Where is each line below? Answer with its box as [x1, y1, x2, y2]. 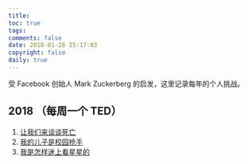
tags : [8, 26, 26, 34]
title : [8, 11, 30, 20]
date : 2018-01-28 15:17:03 [8, 41, 98, 49]
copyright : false [8, 49, 66, 57]
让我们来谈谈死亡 [19, 127, 76, 136]
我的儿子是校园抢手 [19, 137, 83, 146]
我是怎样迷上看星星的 [19, 146, 90, 156]
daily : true [8, 57, 48, 64]
